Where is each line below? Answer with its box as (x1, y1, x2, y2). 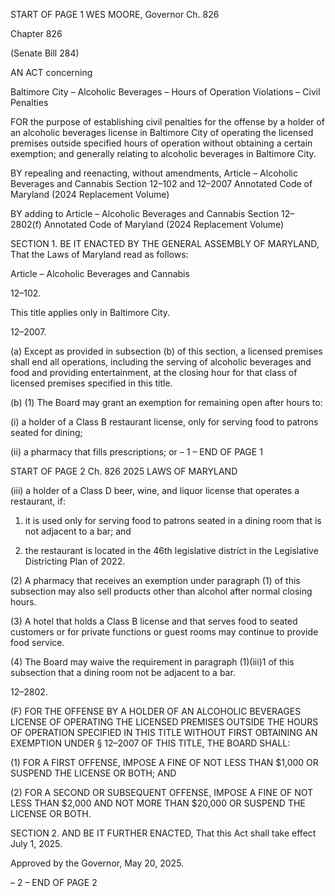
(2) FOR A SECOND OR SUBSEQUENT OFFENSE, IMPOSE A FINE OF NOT (10, 787, 314, 798)
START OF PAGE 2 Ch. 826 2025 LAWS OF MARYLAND (10, 465, 238, 477)
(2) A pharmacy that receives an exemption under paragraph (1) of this (10, 575, 301, 586)
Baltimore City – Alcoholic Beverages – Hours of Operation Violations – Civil (10, 86, 321, 98)
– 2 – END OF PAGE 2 (10, 877, 98, 888)
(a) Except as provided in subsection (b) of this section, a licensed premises (10, 345, 323, 357)
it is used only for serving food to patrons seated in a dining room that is (24, 515, 322, 526)
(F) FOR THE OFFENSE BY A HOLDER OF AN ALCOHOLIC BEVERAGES (10, 705, 302, 717)
